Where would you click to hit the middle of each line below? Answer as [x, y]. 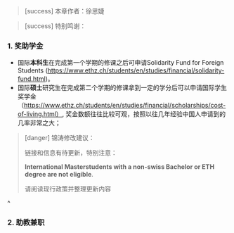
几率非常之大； [39, 123]
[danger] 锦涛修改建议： [59, 138]
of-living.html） [40, 114]
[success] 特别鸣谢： [55, 26]
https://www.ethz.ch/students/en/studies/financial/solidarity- [136, 70]
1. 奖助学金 [25, 46]
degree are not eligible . [59, 175]
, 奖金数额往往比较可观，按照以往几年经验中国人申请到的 [144, 114]
